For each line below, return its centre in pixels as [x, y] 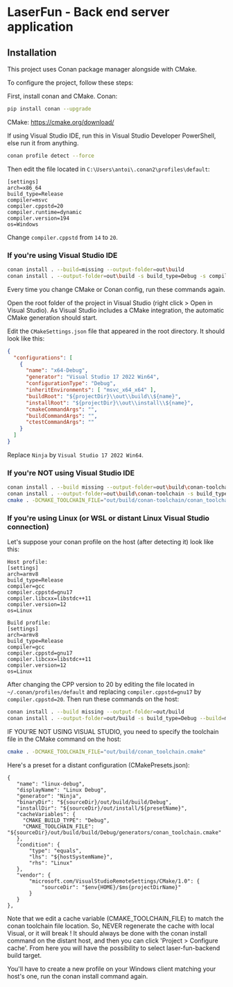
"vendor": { [34, 875]
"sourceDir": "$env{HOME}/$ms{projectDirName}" [111, 887]
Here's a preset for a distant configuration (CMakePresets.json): [98, 765]
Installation [32, 52]
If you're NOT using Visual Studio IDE [71, 473]
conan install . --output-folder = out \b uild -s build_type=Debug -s [107, 276]
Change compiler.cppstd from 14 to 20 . [62, 237]
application [41, 27]
